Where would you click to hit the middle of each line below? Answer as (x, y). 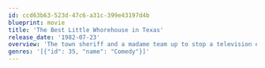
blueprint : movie (37, 23)
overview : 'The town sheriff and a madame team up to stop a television (130, 45)
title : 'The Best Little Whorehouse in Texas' (86, 30)
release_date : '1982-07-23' (54, 37)
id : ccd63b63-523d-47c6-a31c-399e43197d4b (79, 15)
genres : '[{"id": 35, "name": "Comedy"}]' (79, 52)
